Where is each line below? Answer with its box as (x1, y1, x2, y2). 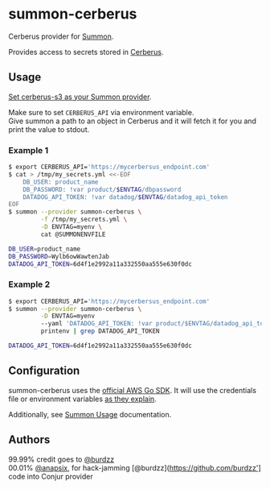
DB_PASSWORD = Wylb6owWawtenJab (8, 252, 110, 260)
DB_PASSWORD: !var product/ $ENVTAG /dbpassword (22, 185, 182, 193)
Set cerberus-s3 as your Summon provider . (8, 92, 152, 102)
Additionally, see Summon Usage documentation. (8, 409, 172, 419)
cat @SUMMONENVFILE (40, 230, 106, 238)
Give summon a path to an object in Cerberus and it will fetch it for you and (8, 116, 257, 126)
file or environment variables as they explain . (8, 394, 157, 404)
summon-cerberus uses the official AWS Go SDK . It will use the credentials (8, 385, 257, 395)
